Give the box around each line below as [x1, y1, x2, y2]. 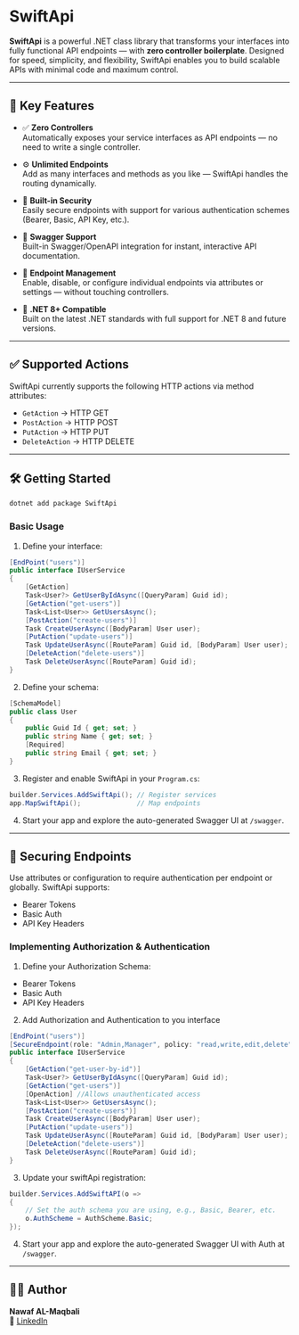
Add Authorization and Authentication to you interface [21, 1014, 221, 1025]
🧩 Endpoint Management [21, 268, 117, 278]
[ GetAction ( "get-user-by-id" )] [25, 1065, 141, 1074]
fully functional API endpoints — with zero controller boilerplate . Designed [9, 45, 285, 55]
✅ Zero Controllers [21, 122, 93, 133]
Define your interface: [21, 540, 103, 551]
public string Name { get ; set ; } [25, 732, 153, 741]
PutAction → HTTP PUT [21, 426, 109, 437]
